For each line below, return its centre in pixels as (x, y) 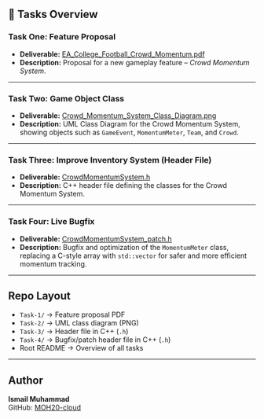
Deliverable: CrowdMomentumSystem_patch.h (96, 239)
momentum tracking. (53, 263)
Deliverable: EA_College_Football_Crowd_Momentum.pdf (112, 54)
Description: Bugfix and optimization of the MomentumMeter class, (124, 247)
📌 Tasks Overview (53, 15)
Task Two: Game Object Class (66, 98)
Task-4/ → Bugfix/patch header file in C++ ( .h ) (95, 340)
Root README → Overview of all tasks (81, 348)
